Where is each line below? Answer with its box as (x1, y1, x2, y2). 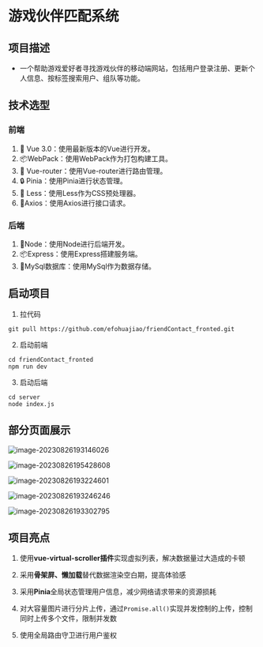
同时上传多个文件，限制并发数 (19, 614, 117, 623)
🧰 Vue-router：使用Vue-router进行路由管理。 (19, 166, 167, 175)
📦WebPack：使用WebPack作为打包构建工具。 (19, 153, 172, 163)
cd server (8, 393, 41, 401)
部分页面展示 (8, 423, 71, 437)
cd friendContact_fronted (8, 355, 93, 363)
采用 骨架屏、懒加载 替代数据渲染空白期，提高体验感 (19, 570, 186, 580)
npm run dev (8, 363, 47, 371)
